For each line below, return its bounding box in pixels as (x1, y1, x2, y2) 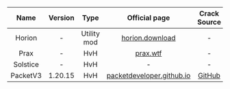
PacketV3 (10, 71, 42, 80)
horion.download (121, 34, 176, 42)
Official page (127, 13, 170, 23)
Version (48, 13, 75, 23)
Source (197, 17, 221, 27)
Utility (81, 29, 101, 38)
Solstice (13, 60, 40, 69)
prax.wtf (135, 49, 162, 58)
